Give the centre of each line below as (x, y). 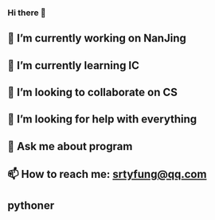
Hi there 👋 (27, 13)
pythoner (31, 205)
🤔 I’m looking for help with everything (102, 120)
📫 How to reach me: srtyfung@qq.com (107, 174)
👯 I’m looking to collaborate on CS (93, 93)
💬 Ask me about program (70, 146)
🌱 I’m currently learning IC (74, 66)
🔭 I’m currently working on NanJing (97, 39)
